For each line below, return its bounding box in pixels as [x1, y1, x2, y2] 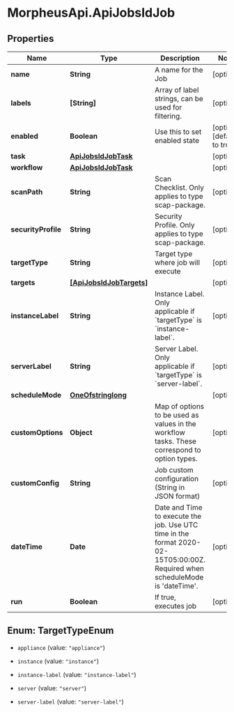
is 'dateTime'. [154, 581, 198, 591]
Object [69, 427, 93, 437]
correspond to [154, 445, 201, 455]
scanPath [10, 187, 43, 197]
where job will [154, 258, 201, 267]
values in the [154, 419, 196, 428]
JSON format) [154, 492, 201, 501]
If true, [154, 593, 176, 602]
